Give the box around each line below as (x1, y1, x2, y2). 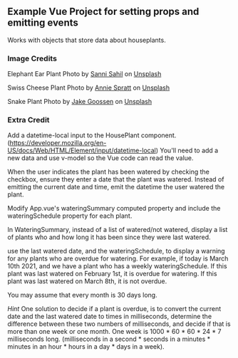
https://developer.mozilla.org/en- (9, 139, 107, 147)
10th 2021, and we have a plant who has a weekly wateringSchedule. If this (7, 262, 227, 270)
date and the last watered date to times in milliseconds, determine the (7, 312, 212, 321)
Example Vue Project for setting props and (7, 6, 200, 18)
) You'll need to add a (155, 146, 219, 155)
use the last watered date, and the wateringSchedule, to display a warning (7, 247, 226, 256)
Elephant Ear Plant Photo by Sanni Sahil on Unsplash (7, 70, 162, 78)
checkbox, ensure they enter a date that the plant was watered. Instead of (7, 175, 224, 184)
